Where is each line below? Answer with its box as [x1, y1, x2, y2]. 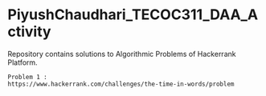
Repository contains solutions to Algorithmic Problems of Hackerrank [7, 49, 236, 58]
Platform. [7, 58, 38, 67]
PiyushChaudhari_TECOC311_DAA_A [7, 6, 259, 24]
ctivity [7, 22, 51, 41]
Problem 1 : [7, 73, 47, 81]
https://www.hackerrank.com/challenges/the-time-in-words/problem [7, 80, 235, 88]
